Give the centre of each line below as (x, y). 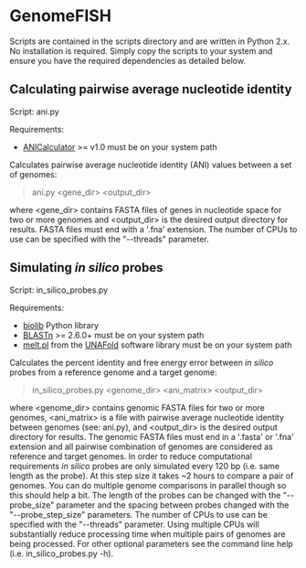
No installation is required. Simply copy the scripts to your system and (141, 50)
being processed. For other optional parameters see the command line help (152, 543)
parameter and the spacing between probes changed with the (173, 505)
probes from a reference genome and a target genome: (113, 372)
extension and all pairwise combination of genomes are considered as (142, 446)
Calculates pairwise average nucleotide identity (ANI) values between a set (151, 165)
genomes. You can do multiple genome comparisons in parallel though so (148, 485)
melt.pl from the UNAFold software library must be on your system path (157, 345)
